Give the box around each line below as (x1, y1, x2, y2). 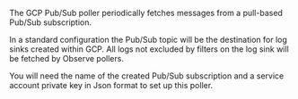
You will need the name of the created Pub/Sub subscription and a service (9, 70, 285, 81)
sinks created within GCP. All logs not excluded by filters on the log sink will (9, 44, 289, 54)
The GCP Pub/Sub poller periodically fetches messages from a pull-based (9, 8, 283, 18)
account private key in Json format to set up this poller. (9, 80, 214, 90)
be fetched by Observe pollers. (9, 54, 124, 63)
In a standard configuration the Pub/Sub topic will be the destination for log (9, 35, 287, 45)
